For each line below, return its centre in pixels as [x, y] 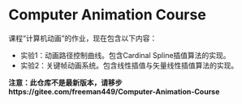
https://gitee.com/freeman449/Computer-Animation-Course [114, 91]
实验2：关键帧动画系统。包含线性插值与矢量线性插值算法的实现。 [129, 65]
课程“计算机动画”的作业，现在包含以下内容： [83, 38]
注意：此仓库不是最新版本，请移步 [65, 82]
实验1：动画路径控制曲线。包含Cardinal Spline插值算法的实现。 [125, 55]
